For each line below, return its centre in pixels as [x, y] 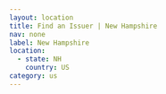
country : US [47, 68]
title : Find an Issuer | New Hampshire [83, 26]
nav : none [28, 34]
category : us [33, 76]
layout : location [41, 17]
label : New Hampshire [50, 43]
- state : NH [40, 59]
